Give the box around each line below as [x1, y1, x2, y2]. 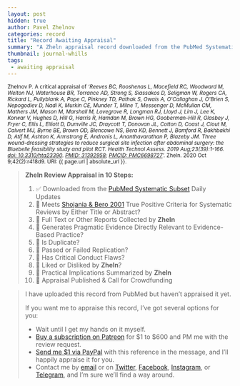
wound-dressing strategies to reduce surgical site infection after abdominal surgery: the [7, 139, 224, 146]
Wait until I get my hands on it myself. [35, 325, 146, 333]
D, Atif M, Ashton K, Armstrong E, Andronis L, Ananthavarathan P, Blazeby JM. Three [7, 133, 216, 140]
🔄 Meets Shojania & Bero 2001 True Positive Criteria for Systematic [35, 200, 232, 208]
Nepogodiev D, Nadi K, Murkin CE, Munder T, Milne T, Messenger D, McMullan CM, [7, 101, 212, 109]
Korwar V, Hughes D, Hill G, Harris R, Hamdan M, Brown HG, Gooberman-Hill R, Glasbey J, [7, 114, 230, 121]
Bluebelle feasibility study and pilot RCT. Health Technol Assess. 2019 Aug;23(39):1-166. [7, 146, 225, 153]
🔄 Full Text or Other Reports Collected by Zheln [35, 215, 176, 223]
